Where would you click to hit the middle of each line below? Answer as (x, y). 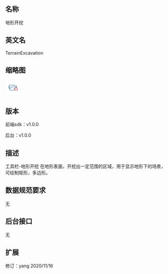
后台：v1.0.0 (18, 135)
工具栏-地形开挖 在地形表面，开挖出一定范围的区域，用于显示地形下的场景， (86, 166)
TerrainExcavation (24, 53)
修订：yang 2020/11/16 (29, 266)
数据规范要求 (26, 190)
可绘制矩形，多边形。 (28, 173)
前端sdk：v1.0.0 (22, 124)
